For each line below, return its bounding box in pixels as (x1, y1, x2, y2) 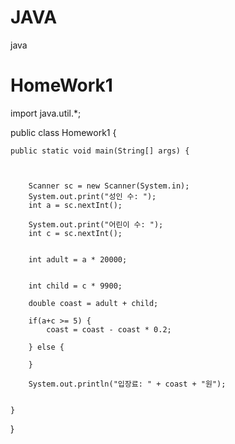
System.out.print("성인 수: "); (28, 191, 157, 201)
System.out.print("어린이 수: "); (28, 219, 164, 230)
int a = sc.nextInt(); (28, 200, 123, 210)
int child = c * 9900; (28, 281, 123, 291)
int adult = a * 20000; (28, 254, 128, 265)
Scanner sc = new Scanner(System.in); (28, 181, 190, 191)
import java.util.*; (10, 107, 82, 119)
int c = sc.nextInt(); (28, 228, 123, 238)
